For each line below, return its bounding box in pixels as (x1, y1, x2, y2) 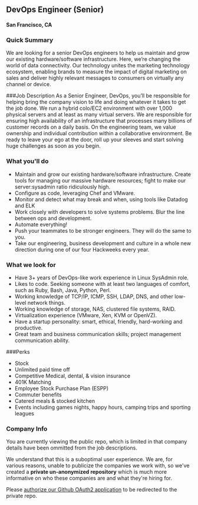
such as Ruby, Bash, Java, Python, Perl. (14, 286, 111, 294)
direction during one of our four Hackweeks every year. (14, 246, 150, 253)
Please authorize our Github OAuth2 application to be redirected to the (6, 486, 177, 493)
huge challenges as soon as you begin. (6, 142, 101, 149)
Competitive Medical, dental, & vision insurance (14, 372, 131, 379)
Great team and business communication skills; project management (14, 330, 181, 337)
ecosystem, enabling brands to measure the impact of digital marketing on (6, 68, 187, 76)
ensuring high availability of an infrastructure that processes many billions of (6, 118, 192, 125)
